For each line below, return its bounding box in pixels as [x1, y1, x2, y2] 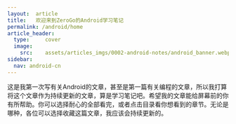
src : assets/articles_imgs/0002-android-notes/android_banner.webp [20, 50, 231, 57]
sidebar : [7, 56, 33, 63]
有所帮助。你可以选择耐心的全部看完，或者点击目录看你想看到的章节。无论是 [7, 99, 229, 109]
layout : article [7, 10, 58, 18]
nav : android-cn [13, 62, 61, 69]
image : [13, 43, 33, 50]
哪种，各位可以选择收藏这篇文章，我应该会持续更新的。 [7, 109, 167, 117]
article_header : [7, 29, 55, 37]
